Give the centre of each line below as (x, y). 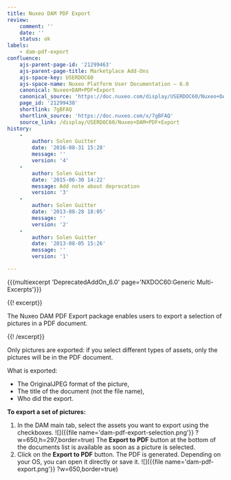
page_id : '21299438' (49, 103)
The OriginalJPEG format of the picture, (73, 384)
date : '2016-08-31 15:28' (69, 148)
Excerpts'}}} (24, 289)
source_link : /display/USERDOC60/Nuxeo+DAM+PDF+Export (100, 122)
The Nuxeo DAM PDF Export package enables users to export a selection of (114, 316)
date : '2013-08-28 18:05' (69, 212)
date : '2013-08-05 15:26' (69, 244)
